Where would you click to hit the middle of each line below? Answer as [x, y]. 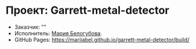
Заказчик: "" [30, 27]
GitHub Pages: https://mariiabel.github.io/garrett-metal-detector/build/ [102, 39]
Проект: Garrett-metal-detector [87, 10]
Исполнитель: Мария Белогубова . [58, 33]
